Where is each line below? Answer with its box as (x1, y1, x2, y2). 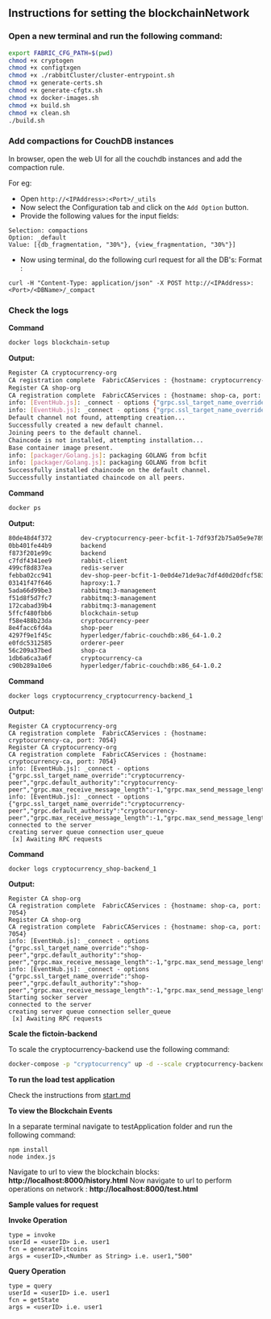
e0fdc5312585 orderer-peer (8, 639, 125, 648)
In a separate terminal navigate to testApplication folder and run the (8, 1121, 233, 1132)
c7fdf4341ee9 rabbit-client (8, 557, 128, 565)
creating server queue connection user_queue (8, 828, 164, 836)
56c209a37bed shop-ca (8, 647, 106, 655)
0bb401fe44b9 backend (8, 541, 106, 549)
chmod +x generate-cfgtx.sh (8, 86, 103, 95)
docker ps (8, 504, 42, 512)
